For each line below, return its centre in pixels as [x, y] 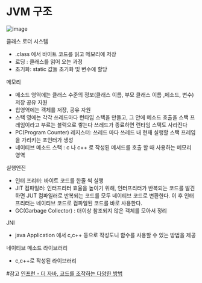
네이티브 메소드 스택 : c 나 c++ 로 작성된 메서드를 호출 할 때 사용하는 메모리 [103, 147]
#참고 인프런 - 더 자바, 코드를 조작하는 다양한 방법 [65, 273]
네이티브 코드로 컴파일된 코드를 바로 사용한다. [89, 203]
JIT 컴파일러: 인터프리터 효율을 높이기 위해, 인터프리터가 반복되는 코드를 [99, 188]
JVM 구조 [29, 12]
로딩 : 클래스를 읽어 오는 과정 [49, 61]
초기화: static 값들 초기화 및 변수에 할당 [61, 69]
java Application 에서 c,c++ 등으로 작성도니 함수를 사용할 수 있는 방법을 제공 [105, 235]
